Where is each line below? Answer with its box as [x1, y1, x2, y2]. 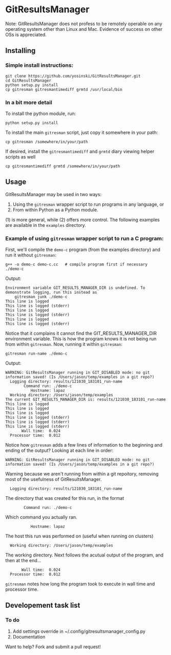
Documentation [12, 633, 46, 640]
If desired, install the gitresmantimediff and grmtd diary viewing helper [5, 148, 155, 155]
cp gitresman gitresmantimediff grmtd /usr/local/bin [5, 87, 123, 92]
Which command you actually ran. [5, 514, 78, 521]
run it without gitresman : [5, 252, 57, 258]
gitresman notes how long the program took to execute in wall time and [5, 581, 155, 587]
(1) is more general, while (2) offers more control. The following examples [5, 217, 160, 223]
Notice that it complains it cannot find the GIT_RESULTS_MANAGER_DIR [5, 330, 157, 337]
